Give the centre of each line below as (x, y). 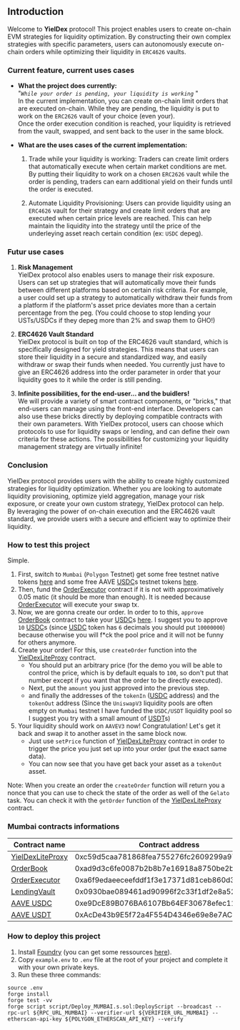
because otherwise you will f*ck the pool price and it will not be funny (120, 635)
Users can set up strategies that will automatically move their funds (117, 283)
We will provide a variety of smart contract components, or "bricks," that (124, 401)
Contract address (169, 845)
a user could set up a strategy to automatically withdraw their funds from (125, 298)
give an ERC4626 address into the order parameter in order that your (119, 372)
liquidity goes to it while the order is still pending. (90, 380)
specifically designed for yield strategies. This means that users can (118, 350)
